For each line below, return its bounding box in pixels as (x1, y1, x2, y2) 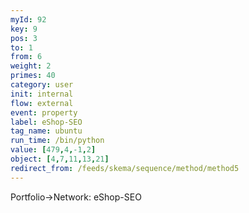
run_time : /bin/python (10, 136, 105, 146)
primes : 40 (10, 71, 56, 81)
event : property (10, 107, 78, 118)
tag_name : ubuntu (10, 126, 83, 136)
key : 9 (10, 24, 38, 34)
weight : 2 (10, 61, 52, 71)
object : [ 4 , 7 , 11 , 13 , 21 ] (10, 154, 110, 164)
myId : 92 (10, 14, 47, 25)
